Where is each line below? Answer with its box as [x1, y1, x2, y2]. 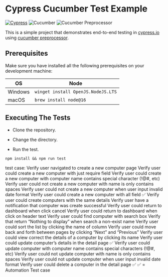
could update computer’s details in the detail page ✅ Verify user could [5, 239, 150, 246]
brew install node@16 [34, 97, 86, 103]
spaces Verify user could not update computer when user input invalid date [5, 256, 161, 262]
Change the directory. [12, 136, 58, 143]
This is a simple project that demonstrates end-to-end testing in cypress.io [5, 29, 159, 35]
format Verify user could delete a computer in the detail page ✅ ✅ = [5, 261, 145, 267]
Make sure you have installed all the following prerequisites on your [5, 62, 144, 68]
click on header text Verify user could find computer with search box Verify [5, 213, 160, 219]
